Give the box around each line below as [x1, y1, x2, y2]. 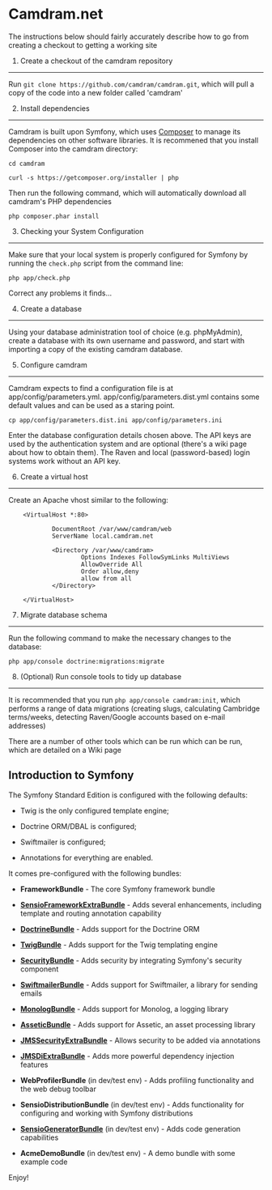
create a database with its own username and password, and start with [8, 335, 245, 345]
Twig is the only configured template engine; [19, 805, 170, 815]
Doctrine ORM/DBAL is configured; [19, 821, 138, 831]
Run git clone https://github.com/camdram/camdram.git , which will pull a [8, 79, 255, 89]
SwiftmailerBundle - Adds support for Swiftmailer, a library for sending [19, 980, 258, 989]
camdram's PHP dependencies [8, 196, 112, 206]
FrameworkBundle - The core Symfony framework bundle [19, 884, 216, 894]
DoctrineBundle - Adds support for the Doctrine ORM [19, 924, 200, 933]
